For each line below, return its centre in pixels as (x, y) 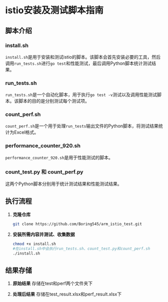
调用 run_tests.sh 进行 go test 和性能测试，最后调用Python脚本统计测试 (78, 63)
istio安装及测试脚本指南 (54, 10)
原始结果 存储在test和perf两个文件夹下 (52, 283)
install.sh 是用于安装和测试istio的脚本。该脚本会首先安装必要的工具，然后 (83, 57)
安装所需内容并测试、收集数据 (44, 234)
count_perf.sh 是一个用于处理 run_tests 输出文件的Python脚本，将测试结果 (82, 126)
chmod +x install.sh (34, 244)
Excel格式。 (26, 133)
